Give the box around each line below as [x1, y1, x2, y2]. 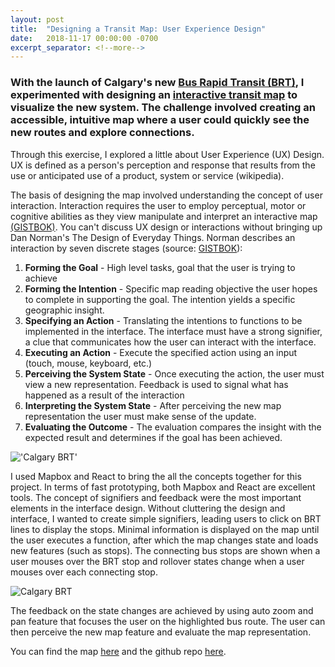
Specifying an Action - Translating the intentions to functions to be [24, 314, 303, 326]
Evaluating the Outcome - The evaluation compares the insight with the [24, 421, 322, 433]
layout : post [10, 14, 65, 25]
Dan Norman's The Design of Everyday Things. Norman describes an [10, 231, 296, 243]
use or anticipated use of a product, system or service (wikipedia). [10, 169, 285, 181]
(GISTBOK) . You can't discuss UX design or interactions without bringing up [10, 221, 323, 233]
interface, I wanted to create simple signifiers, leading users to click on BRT [10, 512, 322, 525]
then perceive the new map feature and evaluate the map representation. [10, 626, 312, 638]
